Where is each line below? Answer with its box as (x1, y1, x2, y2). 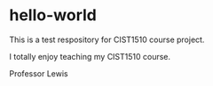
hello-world (9, 5, 98, 25)
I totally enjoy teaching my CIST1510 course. (9, 51, 171, 61)
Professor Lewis (9, 68, 68, 79)
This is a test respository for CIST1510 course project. (9, 34, 205, 45)
